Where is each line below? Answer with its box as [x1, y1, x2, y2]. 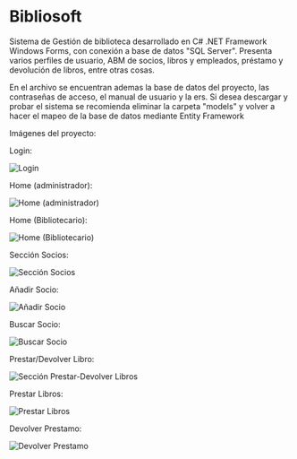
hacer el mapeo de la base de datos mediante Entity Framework [9, 110, 244, 121]
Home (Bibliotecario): [9, 214, 88, 225]
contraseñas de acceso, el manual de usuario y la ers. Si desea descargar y [9, 91, 288, 102]
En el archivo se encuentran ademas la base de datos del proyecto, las [9, 82, 270, 92]
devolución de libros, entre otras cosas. [9, 65, 155, 75]
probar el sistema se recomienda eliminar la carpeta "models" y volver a [9, 100, 276, 111]
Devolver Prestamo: [9, 423, 82, 434]
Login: [9, 145, 33, 156]
